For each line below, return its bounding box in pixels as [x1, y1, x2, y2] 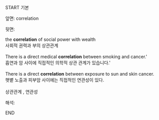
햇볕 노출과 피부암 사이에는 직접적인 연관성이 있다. [5, 77, 105, 83]
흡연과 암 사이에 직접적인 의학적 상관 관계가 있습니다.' [5, 60, 111, 65]
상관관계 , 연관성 [5, 89, 38, 94]
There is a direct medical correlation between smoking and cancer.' [5, 54, 147, 60]
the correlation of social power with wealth [5, 36, 96, 42]
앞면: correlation [5, 15, 39, 21]
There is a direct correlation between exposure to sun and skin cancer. [5, 71, 154, 77]
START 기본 [5, 5, 29, 10]
